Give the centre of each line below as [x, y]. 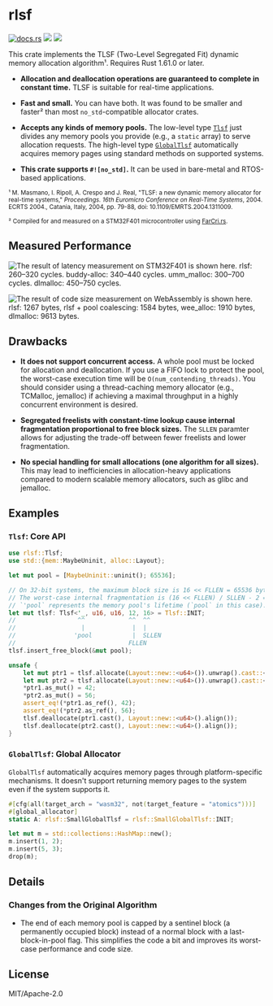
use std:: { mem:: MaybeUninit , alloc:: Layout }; [87, 561]
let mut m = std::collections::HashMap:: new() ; [91, 834]
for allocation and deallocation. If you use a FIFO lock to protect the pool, [142, 370]
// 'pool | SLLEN [85, 636]
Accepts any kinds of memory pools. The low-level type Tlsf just [131, 127]
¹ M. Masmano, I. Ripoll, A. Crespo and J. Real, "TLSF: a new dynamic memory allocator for [135, 193]
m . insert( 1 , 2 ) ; [36, 842]
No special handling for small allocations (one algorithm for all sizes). [139, 462]
